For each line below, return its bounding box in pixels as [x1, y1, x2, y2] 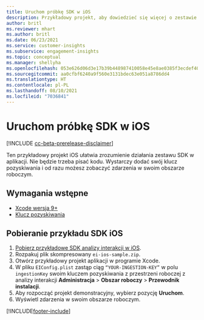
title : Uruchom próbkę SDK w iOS [6, 8, 91, 15]
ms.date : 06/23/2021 [6, 37, 59, 43]
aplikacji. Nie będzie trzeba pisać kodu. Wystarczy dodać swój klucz [6, 158, 178, 165]
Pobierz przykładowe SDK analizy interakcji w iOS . [15, 244, 141, 252]
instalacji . [15, 283, 41, 290]
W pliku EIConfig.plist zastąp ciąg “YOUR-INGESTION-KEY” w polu [15, 264, 178, 271]
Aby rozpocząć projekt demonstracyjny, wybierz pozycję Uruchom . [15, 289, 185, 297]
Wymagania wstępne [6, 188, 89, 199]
